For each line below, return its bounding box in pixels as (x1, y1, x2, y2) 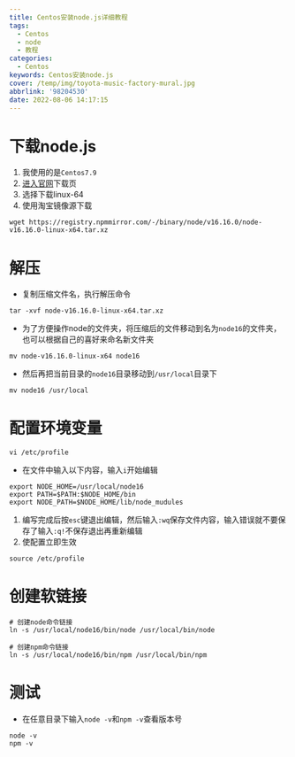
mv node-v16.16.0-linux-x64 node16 (9, 351, 140, 361)
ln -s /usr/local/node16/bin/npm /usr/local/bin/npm (9, 651, 208, 660)
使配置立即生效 (21, 537, 77, 547)
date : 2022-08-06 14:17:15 (9, 95, 109, 104)
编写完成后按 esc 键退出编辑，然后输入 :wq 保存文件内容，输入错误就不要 (21, 514, 278, 525)
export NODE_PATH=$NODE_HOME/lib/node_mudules (9, 498, 184, 507)
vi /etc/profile (9, 448, 69, 457)
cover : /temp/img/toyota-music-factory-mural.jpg (9, 79, 196, 88)
